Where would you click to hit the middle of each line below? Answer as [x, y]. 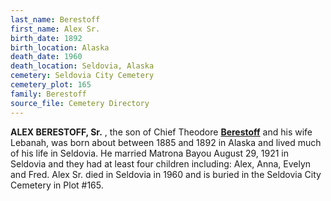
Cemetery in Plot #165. [57, 185]
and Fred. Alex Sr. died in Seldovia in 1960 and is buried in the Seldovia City [166, 174]
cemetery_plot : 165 [51, 85]
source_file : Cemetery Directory [80, 103]
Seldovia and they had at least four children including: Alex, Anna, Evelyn [161, 163]
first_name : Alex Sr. [55, 29]
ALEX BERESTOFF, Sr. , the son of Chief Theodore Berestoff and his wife [161, 132]
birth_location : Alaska [60, 47]
